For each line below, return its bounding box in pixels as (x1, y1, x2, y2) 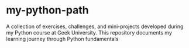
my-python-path (6, 4, 89, 17)
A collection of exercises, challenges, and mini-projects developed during (6, 23, 184, 30)
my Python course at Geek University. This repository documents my (6, 29, 173, 36)
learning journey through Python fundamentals (6, 35, 119, 42)
